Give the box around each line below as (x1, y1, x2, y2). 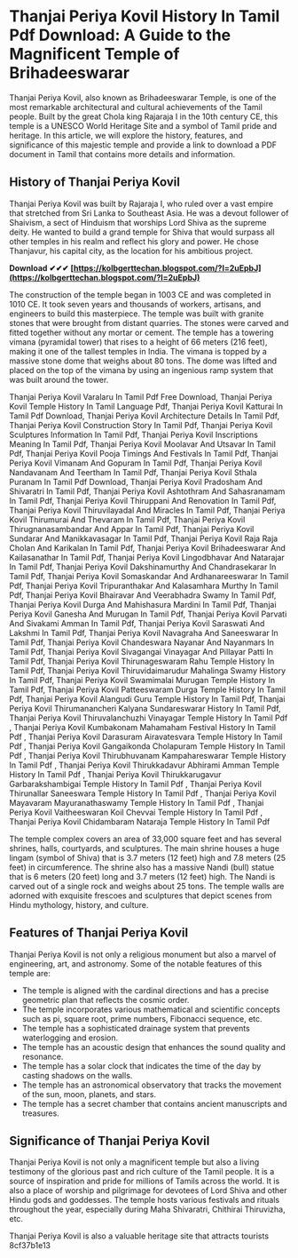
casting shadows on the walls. (21, 1070, 133, 1080)
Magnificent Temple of (9, 44, 180, 64)
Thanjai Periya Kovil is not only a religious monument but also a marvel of (9, 949, 277, 959)
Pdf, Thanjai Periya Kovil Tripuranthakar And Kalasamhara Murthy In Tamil (9, 580, 279, 591)
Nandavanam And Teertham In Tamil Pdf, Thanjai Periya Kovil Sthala (9, 466, 257, 477)
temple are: (9, 967, 51, 978)
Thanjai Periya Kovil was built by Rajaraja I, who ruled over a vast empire (9, 198, 273, 209)
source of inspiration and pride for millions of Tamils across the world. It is (9, 1175, 280, 1187)
